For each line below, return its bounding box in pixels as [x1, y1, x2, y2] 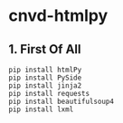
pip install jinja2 [8, 81, 82, 90]
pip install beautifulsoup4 [8, 97, 115, 106]
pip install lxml [8, 105, 74, 114]
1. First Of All [8, 42, 81, 57]
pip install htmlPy [8, 65, 82, 74]
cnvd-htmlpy [8, 5, 109, 26]
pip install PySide [8, 73, 82, 82]
